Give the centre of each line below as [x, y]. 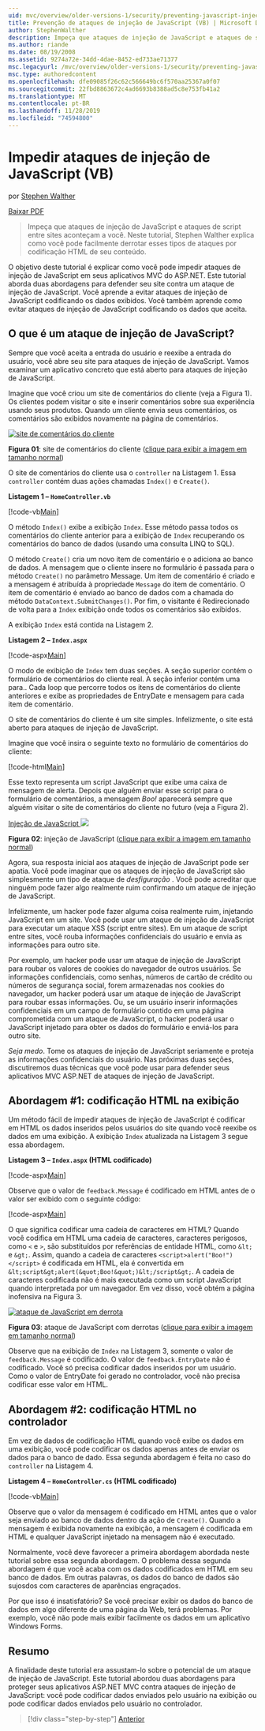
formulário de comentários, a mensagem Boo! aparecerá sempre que [120, 799]
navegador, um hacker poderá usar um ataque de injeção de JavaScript [125, 993]
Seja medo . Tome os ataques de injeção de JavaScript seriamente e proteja [131, 1051]
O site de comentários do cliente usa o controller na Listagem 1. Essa [122, 472]
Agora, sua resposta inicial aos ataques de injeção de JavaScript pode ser [129, 862]
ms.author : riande [38, 45]
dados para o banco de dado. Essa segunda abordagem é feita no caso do [129, 1458]
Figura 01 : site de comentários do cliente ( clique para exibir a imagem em [127, 449]
